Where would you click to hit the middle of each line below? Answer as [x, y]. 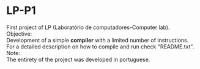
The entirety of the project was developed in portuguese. [78, 59]
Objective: [19, 33]
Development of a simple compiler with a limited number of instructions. [98, 40]
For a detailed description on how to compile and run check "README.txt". [100, 47]
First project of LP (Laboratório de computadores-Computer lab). [88, 27]
